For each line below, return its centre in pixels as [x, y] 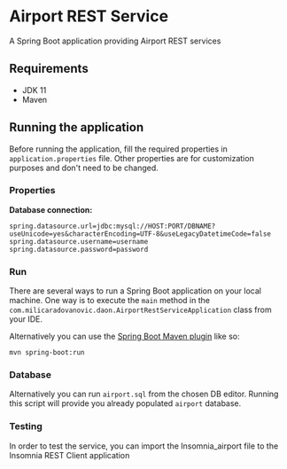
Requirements [49, 69]
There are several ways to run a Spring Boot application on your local [135, 291]
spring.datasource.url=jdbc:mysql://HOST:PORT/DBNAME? [112, 226]
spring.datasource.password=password [79, 249]
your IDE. [26, 319]
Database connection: [51, 209]
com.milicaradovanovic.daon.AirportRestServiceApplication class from [140, 310]
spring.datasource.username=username [79, 241]
